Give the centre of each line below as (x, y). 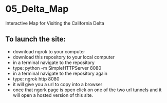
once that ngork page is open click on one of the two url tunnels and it (87, 90)
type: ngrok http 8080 (36, 79)
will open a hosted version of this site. (53, 95)
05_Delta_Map (37, 9)
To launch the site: (35, 39)
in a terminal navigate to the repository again (60, 73)
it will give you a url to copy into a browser (58, 84)
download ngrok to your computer (49, 51)
